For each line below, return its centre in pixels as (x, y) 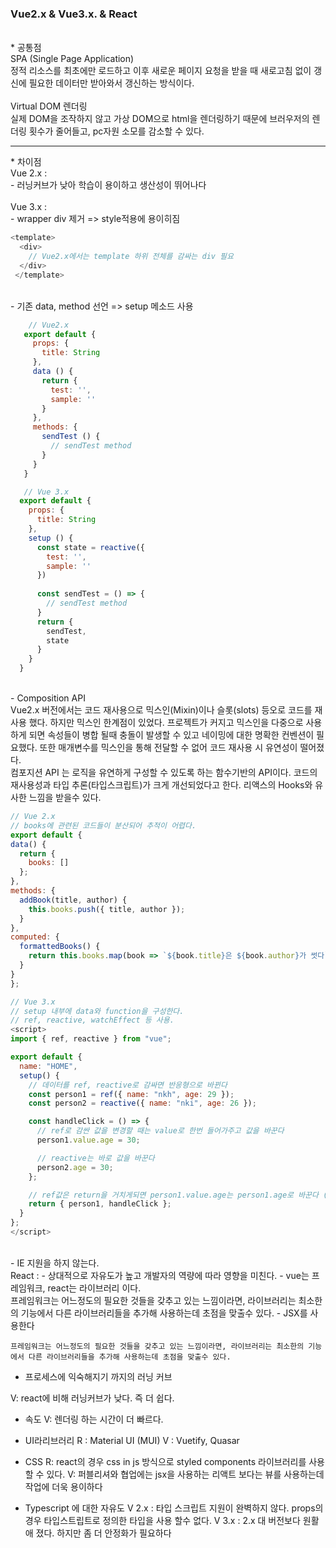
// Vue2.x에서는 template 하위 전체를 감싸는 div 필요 (131, 257)
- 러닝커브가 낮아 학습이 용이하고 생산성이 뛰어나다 (108, 185)
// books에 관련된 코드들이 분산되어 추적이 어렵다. (103, 825)
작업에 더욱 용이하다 (63, 1486)
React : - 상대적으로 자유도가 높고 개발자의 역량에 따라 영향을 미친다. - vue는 (160, 1275)
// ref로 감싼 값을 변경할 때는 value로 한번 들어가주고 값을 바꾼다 (160, 1131)
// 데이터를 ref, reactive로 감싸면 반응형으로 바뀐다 (128, 1085)
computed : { (35, 937)
